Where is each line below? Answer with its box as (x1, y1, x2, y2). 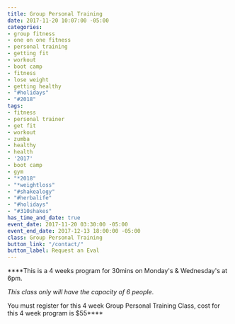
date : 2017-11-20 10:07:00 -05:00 (7, 17, 110, 24)
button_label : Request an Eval (7, 247, 100, 255)
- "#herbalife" (7, 195, 52, 202)
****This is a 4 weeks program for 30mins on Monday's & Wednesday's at (7, 267, 228, 275)
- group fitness (7, 30, 55, 37)
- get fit (7, 122, 37, 129)
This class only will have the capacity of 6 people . (7, 288, 154, 296)
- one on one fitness (7, 37, 71, 44)
